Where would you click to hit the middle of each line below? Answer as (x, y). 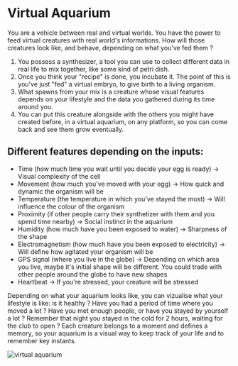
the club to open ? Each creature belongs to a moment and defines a (108, 326)
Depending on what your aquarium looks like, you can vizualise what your (115, 295)
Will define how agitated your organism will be (85, 251)
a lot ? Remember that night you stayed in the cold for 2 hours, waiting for (115, 318)
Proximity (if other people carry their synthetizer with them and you (116, 213)
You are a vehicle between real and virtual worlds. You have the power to (114, 33)
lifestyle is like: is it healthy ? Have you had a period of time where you (110, 303)
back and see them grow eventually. (71, 129)
